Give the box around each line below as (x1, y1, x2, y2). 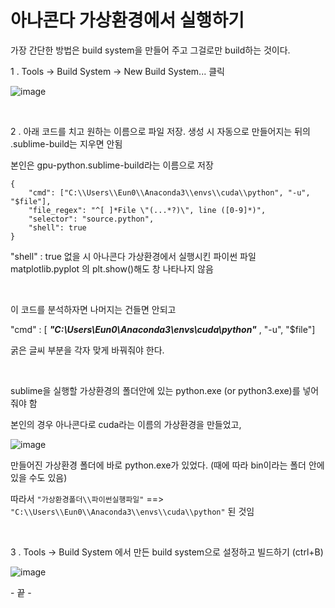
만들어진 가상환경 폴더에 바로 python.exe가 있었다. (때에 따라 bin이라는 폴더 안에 (10, 459, 325, 471)
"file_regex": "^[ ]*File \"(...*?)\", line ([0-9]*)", (28, 205, 267, 215)
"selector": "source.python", (28, 214, 155, 224)
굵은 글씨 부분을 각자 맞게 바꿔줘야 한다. (10, 344, 165, 356)
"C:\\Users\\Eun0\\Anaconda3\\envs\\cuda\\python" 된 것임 (10, 505, 255, 517)
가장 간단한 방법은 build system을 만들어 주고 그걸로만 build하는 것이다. (10, 44, 291, 56)
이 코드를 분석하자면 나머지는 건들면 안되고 (10, 303, 177, 315)
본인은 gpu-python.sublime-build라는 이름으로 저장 (10, 159, 214, 171)
